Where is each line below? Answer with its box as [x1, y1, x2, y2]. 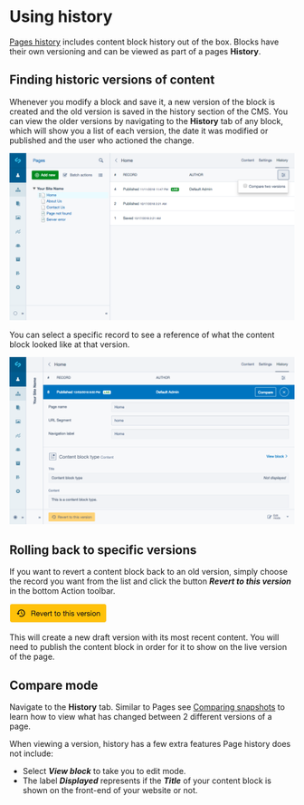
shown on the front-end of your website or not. [22, 785, 198, 795]
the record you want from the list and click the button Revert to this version [9, 576, 292, 587]
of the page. [9, 651, 55, 663]
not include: [9, 748, 54, 759]
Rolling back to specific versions [9, 542, 197, 558]
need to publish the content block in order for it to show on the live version [9, 642, 288, 653]
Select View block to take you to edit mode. [22, 766, 186, 776]
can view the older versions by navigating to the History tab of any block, [9, 115, 283, 126]
